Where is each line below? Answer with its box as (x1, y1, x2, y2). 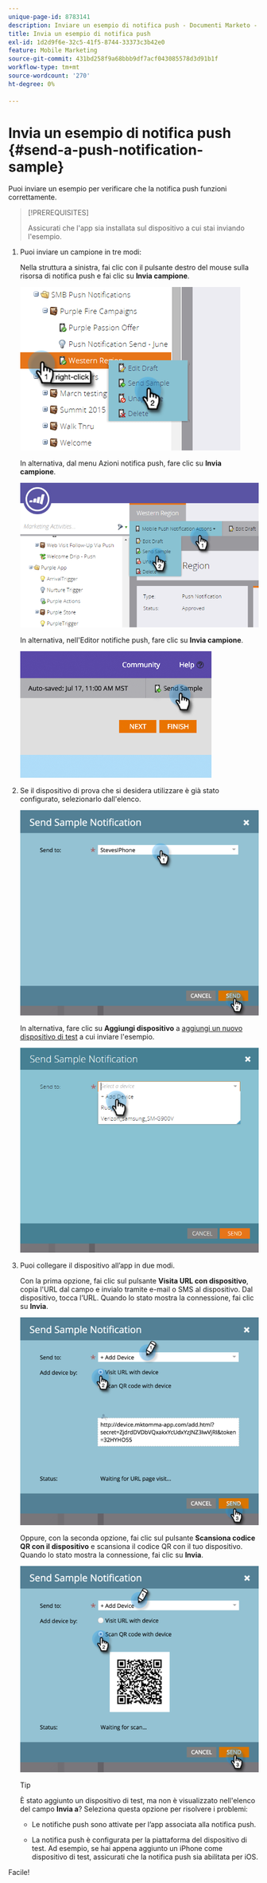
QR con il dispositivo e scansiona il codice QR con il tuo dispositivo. (19, 1542, 243, 1551)
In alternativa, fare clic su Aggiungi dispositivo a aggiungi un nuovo (19, 1024, 243, 1033)
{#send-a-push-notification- (8, 140, 204, 159)
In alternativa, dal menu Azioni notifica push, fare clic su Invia (19, 458, 222, 468)
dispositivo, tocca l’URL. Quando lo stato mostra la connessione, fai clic (19, 1293, 254, 1303)
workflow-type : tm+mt (8, 64, 80, 72)
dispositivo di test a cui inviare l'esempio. (19, 1032, 155, 1042)
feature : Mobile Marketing (8, 46, 98, 55)
